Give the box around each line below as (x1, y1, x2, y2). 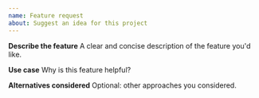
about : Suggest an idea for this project (8, 19, 148, 27)
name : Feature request (8, 11, 84, 20)
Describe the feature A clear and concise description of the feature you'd (8, 41, 251, 50)
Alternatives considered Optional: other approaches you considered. (8, 80, 237, 90)
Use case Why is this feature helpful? (8, 65, 131, 74)
